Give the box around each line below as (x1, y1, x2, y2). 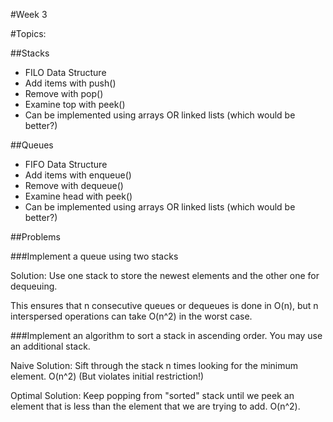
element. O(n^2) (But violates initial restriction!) (10, 370, 205, 382)
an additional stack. (10, 340, 91, 352)
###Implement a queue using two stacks (10, 250, 179, 262)
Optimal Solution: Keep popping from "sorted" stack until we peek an (10, 390, 295, 401)
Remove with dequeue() (24, 180, 124, 191)
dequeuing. (10, 280, 58, 292)
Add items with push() (24, 77, 117, 89)
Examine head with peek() (24, 190, 133, 202)
